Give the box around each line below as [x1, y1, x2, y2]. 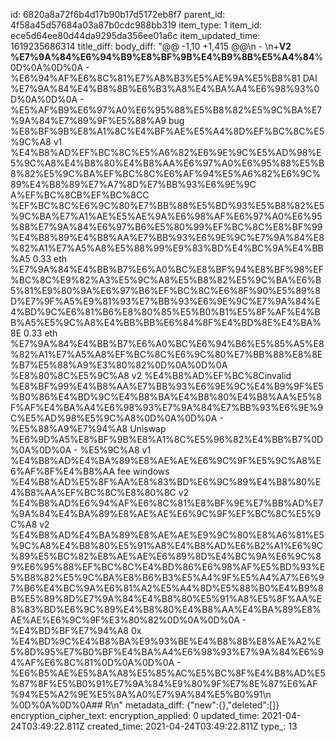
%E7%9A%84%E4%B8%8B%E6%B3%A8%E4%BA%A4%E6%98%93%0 [10, 83, 320, 94]
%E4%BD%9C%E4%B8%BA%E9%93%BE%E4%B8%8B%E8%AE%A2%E [10, 635, 322, 647]
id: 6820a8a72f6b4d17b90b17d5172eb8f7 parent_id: [10, 9, 226, 20]
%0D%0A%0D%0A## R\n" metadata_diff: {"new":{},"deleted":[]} [10, 699, 280, 711]
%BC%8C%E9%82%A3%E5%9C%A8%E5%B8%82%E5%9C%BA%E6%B [10, 274, 322, 286]
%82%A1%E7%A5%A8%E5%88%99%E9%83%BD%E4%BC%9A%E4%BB [10, 242, 324, 254]
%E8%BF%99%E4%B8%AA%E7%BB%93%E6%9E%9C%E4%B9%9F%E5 [10, 380, 324, 392]
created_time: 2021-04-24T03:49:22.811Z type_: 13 [86, 720, 298, 732]
